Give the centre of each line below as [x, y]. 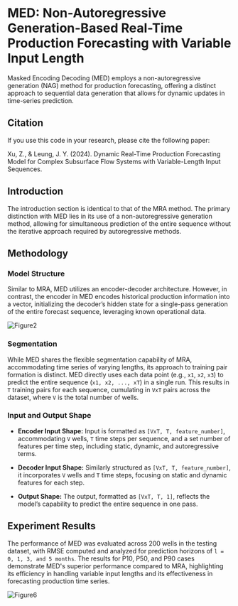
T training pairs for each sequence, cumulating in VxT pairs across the [109, 389]
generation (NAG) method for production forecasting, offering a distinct [112, 85]
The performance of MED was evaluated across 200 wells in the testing [112, 543]
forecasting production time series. [59, 581]
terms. [27, 453]
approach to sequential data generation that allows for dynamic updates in [116, 93]
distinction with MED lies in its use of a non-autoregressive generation [110, 216]
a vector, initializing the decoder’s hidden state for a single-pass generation [118, 304]
